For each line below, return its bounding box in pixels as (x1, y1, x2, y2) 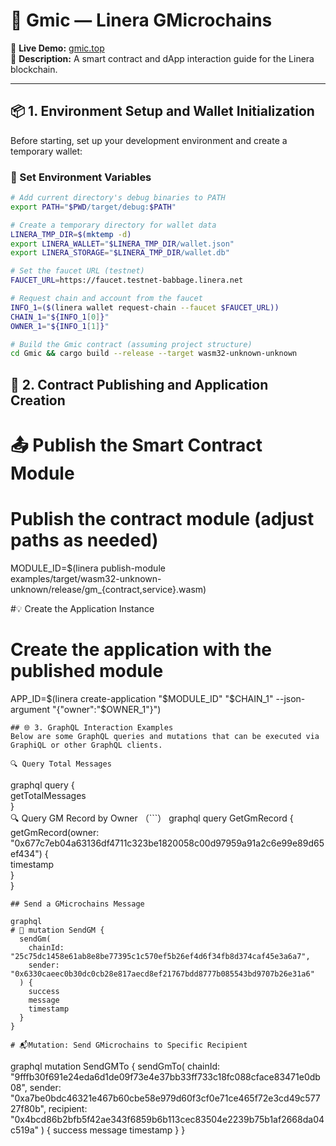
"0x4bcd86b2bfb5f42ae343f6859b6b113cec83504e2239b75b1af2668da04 (10, 1113, 325, 1125)
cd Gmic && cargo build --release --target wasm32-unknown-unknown (10, 349, 298, 359)
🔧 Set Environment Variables (10, 170, 152, 184)
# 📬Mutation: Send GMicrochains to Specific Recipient (10, 1040, 248, 1050)
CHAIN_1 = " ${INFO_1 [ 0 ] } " (10, 312, 110, 322)
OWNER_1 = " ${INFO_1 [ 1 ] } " (10, 321, 110, 331)
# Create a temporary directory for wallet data (10, 220, 217, 230)
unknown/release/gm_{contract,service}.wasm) (10, 583, 207, 595)
